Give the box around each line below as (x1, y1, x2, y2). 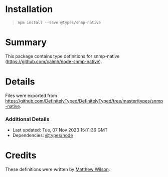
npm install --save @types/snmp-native (17, 20, 101, 25)
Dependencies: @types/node (12, 132, 73, 138)
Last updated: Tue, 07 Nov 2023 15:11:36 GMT (12, 127, 108, 133)
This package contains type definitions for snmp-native (5, 53, 120, 59)
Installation (5, 3, 53, 15)
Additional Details (5, 115, 50, 122)
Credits (5, 150, 37, 161)
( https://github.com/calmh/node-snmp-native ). (5, 58, 102, 64)
